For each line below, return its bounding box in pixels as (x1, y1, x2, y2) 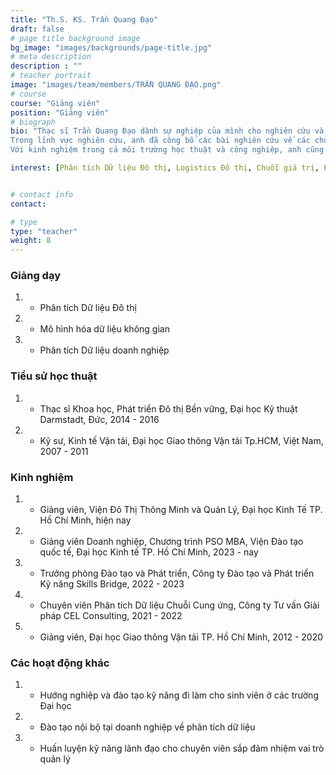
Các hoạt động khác (10, 656, 110, 670)
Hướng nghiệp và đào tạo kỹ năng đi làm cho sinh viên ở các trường (39, 689, 319, 701)
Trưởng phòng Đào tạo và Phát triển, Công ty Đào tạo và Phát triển (39, 567, 315, 580)
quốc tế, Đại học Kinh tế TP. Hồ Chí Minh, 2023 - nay (39, 546, 259, 558)
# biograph (10, 117, 56, 127)
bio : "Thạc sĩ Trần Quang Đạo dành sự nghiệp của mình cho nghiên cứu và (10, 126, 325, 136)
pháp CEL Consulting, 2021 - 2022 (39, 610, 183, 622)
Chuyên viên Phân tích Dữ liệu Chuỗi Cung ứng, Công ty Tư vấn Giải (39, 599, 320, 611)
